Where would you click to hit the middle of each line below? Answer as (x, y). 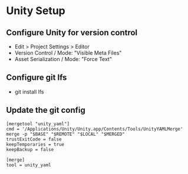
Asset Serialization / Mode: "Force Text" (63, 59)
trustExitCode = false (34, 139)
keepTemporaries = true (35, 144)
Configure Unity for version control (72, 33)
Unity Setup (36, 11)
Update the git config (46, 110)
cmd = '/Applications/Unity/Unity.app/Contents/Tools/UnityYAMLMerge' (95, 129)
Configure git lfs (37, 78)
